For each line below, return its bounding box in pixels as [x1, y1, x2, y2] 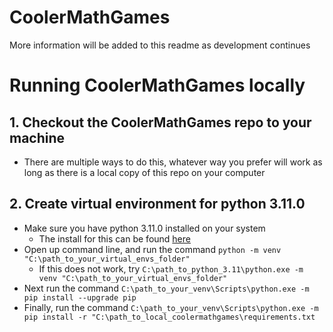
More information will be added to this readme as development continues [9, 39, 311, 51]
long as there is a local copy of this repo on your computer [23, 166, 266, 178]
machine [9, 129, 66, 146]
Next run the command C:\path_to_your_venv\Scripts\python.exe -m [23, 282, 310, 294]
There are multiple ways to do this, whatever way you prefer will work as [23, 156, 323, 168]
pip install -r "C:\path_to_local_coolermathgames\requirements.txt [23, 312, 316, 322]
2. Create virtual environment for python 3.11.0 [9, 196, 306, 213]
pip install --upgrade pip [23, 292, 137, 303]
